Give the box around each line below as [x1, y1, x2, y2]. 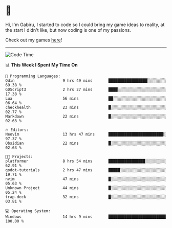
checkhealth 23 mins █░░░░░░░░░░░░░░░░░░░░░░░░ [5, 105, 166, 110]
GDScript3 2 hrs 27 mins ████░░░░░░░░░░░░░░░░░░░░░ [5, 87, 166, 92]
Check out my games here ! [5, 37, 62, 43]
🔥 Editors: [5, 127, 29, 132]
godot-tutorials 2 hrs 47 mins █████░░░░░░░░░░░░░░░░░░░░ [5, 167, 166, 173]
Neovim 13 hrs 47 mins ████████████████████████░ [5, 131, 166, 137]
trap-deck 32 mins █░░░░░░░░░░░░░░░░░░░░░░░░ [5, 194, 166, 199]
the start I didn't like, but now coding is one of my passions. [5, 27, 132, 33]
